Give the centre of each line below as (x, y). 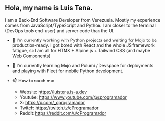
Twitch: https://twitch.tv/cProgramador (59, 108)
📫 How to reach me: (33, 81)
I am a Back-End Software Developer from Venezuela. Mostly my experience (83, 20)
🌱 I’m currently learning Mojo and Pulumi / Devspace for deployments (83, 65)
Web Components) (31, 56)
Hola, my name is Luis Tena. (49, 8)
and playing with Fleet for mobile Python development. (68, 71)
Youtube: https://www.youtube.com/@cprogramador (73, 97)
